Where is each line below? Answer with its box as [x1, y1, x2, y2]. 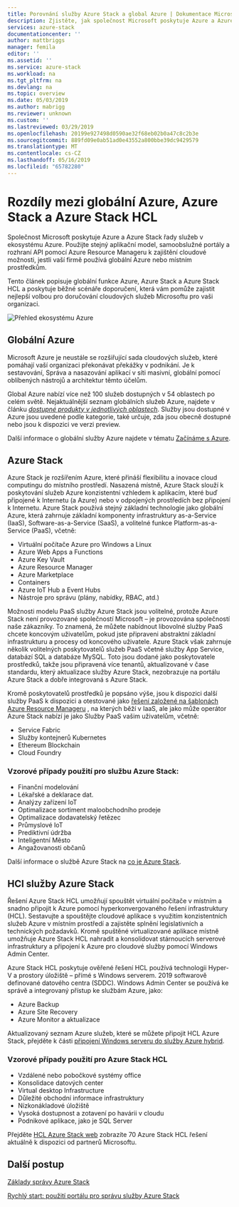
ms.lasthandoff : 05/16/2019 [7, 156, 91, 164]
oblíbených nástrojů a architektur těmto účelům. [7, 375, 148, 384]
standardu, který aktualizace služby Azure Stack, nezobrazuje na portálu [7, 668, 221, 677]
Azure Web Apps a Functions [17, 547, 103, 557]
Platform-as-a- [174, 519, 218, 527]
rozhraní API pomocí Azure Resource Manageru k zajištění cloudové [7, 248, 207, 256]
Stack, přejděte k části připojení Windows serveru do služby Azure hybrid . [7, 1036, 225, 1046]
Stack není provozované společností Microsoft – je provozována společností [7, 615, 230, 623]
